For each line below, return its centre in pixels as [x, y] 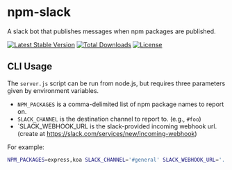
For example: [26, 147]
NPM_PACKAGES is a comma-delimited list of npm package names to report [121, 104]
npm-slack [39, 12]
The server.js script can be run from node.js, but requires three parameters [116, 83]
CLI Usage [30, 67]
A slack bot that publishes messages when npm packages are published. [112, 31]
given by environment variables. [53, 90]
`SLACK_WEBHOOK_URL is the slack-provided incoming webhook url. [117, 126]
